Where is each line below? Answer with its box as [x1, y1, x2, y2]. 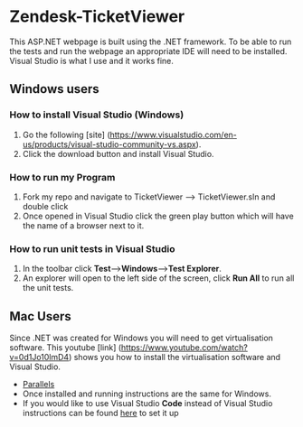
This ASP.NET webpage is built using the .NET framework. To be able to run [9, 36, 292, 47]
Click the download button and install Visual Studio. [22, 148, 214, 159]
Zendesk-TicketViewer [9, 6, 185, 27]
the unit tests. [22, 283, 74, 293]
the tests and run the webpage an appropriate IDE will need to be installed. [9, 45, 288, 56]
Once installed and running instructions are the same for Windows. [22, 388, 271, 399]
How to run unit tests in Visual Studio [9, 242, 175, 255]
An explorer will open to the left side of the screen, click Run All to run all [22, 273, 295, 283]
